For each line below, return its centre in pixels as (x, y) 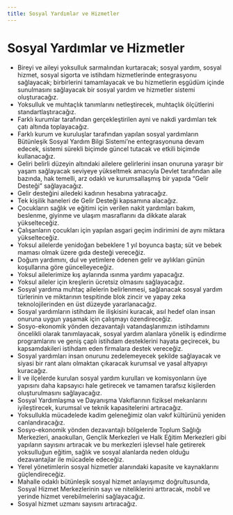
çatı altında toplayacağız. (53, 127)
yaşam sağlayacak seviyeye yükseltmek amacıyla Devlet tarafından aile (119, 171)
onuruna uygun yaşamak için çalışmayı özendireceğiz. (95, 319)
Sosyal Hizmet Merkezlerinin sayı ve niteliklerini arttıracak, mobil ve (114, 489)
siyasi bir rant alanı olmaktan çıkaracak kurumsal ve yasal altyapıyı (112, 363)
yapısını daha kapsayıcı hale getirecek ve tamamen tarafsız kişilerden (116, 385)
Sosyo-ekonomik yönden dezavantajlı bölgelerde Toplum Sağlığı (109, 429)
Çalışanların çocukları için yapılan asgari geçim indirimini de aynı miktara (121, 230)
